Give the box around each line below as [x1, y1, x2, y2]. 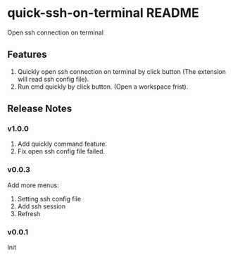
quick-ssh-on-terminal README [7, 5, 199, 21]
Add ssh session [17, 202, 65, 211]
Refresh [17, 209, 41, 218]
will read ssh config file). [17, 75, 89, 83]
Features [7, 49, 47, 61]
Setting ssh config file [17, 194, 82, 203]
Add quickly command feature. [17, 139, 108, 149]
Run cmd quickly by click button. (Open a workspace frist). [17, 82, 189, 91]
